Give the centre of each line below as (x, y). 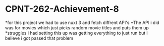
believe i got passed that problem (39, 38)
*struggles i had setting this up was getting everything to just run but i (76, 33)
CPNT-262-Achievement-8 (62, 9)
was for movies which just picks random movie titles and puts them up (77, 27)
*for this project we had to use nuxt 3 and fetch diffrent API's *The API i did (82, 23)
